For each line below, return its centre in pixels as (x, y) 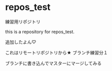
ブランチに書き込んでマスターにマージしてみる (53, 63)
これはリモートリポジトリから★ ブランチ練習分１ (57, 52)
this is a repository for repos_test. (40, 31)
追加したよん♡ (21, 42)
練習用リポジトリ (23, 21)
